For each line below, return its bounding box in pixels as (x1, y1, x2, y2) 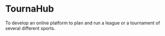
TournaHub (5, 3, 54, 15)
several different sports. (5, 25, 56, 31)
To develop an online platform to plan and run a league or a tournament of (5, 20, 160, 26)
